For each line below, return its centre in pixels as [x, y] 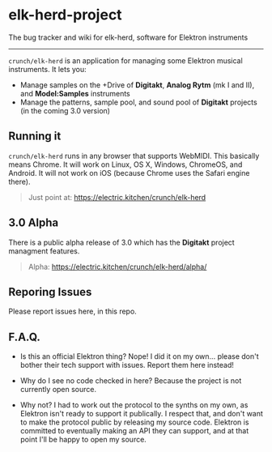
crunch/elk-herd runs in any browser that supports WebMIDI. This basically [134, 156]
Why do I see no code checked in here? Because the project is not [131, 381]
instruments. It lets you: [47, 69]
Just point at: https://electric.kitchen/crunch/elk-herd [117, 197]
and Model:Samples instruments [75, 93]
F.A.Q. [24, 337]
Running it [35, 136]
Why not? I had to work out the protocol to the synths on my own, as [134, 405]
